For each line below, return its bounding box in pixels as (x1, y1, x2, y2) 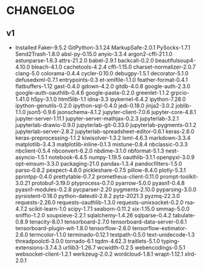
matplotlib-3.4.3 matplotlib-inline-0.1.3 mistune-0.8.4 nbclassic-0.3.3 (15, 141, 188, 148)
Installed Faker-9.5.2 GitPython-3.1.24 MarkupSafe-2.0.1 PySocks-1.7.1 (15, 44, 191, 51)
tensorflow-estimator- (132, 225, 188, 231)
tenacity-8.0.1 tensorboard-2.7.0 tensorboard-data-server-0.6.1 (29, 218, 187, 225)
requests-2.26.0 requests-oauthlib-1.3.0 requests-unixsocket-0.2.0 (15, 199, 184, 206)
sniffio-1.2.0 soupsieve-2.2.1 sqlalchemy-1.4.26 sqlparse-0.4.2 (15, 212, 172, 219)
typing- (161, 237, 180, 245)
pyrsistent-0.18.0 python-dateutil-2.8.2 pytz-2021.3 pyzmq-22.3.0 (15, 192, 180, 199)
